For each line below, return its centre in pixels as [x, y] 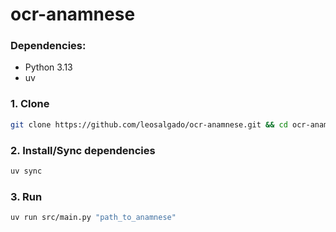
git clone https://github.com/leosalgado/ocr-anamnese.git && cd [149, 124]
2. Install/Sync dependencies [83, 150]
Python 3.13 [48, 67]
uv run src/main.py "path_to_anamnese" [93, 218]
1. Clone [30, 104]
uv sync [26, 171]
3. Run [26, 196]
